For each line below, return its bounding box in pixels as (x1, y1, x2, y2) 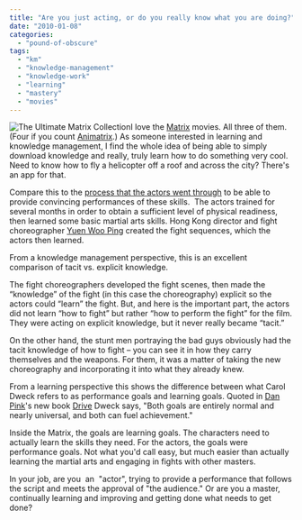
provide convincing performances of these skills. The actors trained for (9, 196, 276, 207)
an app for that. (9, 169, 67, 180)
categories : (9, 30, 54, 39)
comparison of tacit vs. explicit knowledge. (9, 262, 169, 273)
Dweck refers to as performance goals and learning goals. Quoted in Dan (9, 391, 280, 402)
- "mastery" (17, 88, 63, 97)
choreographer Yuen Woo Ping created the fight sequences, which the (9, 225, 271, 236)
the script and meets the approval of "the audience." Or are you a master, (9, 483, 280, 494)
